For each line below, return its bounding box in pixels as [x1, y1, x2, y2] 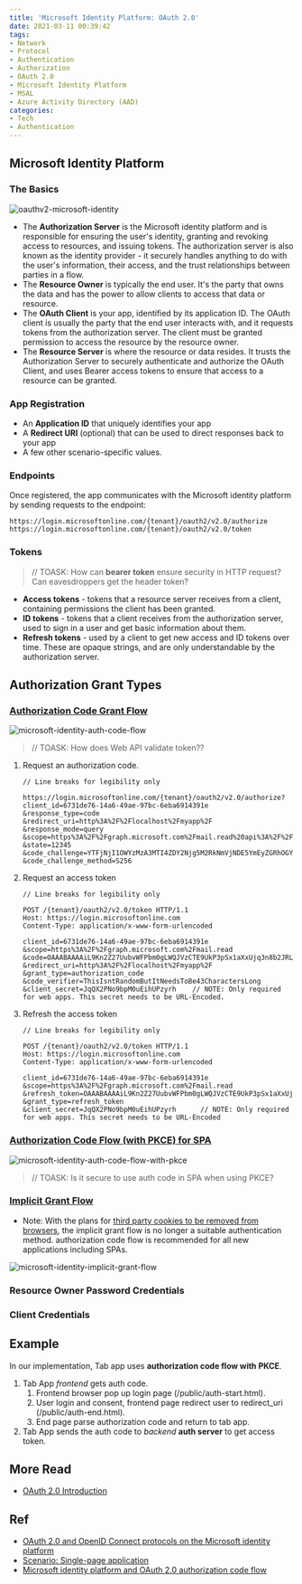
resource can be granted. [22, 374, 117, 385]
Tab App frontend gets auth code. [22, 1378, 149, 1389]
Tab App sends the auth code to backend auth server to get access [22, 1426, 275, 1437]
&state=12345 [22, 841, 72, 850]
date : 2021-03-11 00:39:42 [9, 22, 111, 31]
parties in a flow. [22, 269, 84, 280]
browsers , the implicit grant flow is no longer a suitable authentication [22, 1224, 282, 1235]
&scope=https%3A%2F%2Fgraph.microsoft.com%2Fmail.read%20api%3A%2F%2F [22, 833, 294, 842]
